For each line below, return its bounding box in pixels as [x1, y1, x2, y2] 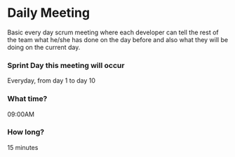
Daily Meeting [7, 5, 90, 21]
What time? [7, 94, 48, 104]
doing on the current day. [7, 43, 81, 51]
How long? [7, 128, 44, 137]
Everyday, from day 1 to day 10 [7, 76, 96, 85]
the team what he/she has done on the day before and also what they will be [7, 35, 229, 43]
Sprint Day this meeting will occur [7, 60, 125, 70]
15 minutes [7, 143, 39, 151]
